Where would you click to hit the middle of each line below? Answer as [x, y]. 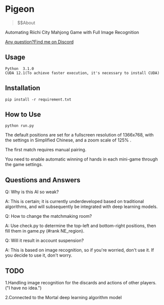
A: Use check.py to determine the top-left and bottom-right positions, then [81, 226]
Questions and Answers [43, 180]
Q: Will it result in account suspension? [45, 240]
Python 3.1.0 [20, 68]
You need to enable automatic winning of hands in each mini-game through [82, 159]
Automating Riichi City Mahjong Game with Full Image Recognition [72, 32]
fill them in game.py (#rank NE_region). [45, 231]
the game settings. [24, 165]
